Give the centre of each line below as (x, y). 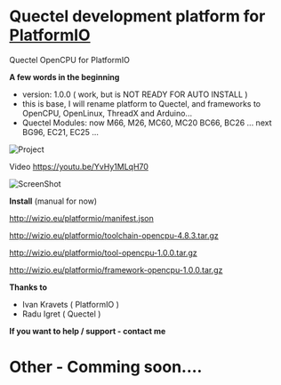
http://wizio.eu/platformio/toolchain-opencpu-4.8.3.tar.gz (114, 235)
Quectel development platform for (137, 16)
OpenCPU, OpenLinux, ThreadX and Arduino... (107, 113)
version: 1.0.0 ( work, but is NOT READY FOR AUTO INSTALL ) (135, 94)
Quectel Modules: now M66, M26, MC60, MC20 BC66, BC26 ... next (147, 123)
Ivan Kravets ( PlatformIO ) (71, 304)
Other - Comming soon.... (106, 367)
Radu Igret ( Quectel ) (61, 314)
